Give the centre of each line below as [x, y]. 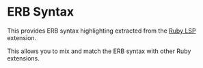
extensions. [23, 58]
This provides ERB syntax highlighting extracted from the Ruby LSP [101, 31]
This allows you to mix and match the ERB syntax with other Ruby [99, 51]
